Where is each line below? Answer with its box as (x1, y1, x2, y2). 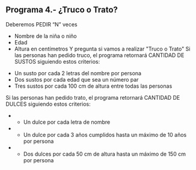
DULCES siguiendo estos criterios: (5, 100, 91, 108)
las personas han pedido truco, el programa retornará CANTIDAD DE (14, 51, 185, 59)
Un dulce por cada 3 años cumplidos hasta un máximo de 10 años (23, 131, 187, 138)
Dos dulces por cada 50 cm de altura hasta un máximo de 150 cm (23, 150, 186, 157)
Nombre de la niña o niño (14, 32, 77, 40)
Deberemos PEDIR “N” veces (5, 20, 78, 28)
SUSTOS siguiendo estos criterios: (14, 58, 100, 65)
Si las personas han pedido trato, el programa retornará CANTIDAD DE (5, 94, 180, 101)
